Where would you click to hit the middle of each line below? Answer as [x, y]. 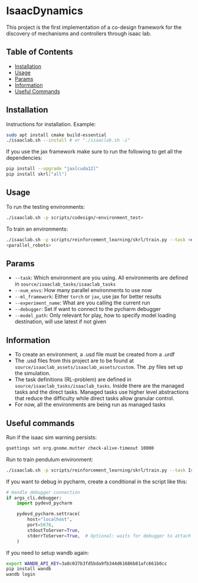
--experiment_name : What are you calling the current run [82, 303]
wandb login [21, 574]
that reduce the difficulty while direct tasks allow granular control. [95, 398]
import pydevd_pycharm [44, 503]
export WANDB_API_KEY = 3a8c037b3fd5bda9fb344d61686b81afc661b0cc [87, 564]
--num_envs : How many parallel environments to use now [83, 290]
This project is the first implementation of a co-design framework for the [94, 27]
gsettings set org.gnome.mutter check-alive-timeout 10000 [80, 448]
